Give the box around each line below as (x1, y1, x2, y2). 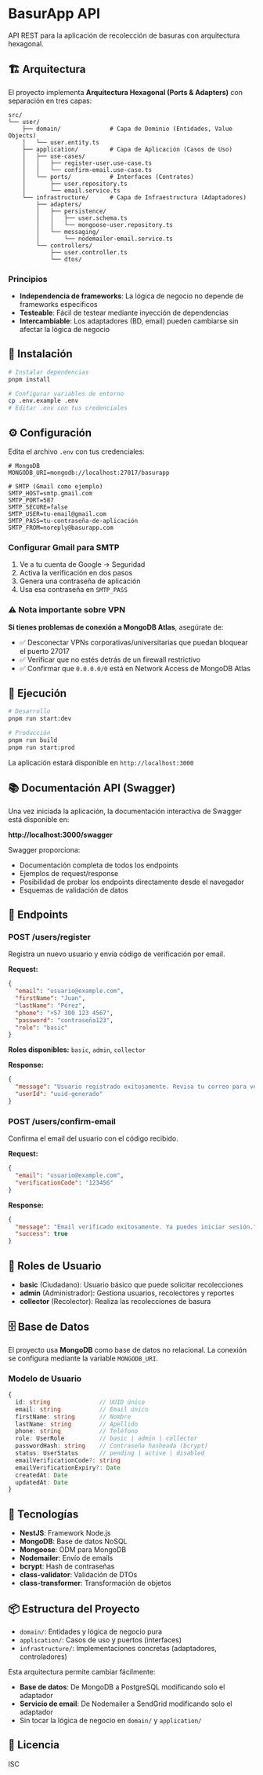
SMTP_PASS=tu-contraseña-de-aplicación (8, 517, 139, 525)
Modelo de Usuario (8, 1373, 82, 1384)
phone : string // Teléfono (15, 1427, 139, 1435)
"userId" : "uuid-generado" (15, 1090, 103, 1098)
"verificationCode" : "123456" (15, 1178, 113, 1186)
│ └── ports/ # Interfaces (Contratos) (22, 173, 194, 181)
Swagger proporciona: (8, 845, 81, 854)
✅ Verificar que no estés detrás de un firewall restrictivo (19, 655, 201, 664)
